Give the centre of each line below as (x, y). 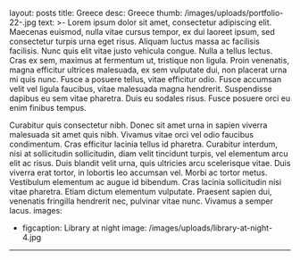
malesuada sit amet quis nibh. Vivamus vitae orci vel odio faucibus (132, 134)
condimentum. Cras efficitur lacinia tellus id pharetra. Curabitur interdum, (144, 144)
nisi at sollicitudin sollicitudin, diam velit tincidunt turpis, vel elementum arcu (149, 154)
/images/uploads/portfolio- (234, 13)
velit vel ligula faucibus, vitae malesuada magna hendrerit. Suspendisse (141, 89)
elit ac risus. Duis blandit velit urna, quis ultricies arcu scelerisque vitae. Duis (150, 163)
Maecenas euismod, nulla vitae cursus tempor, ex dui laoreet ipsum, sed (142, 32)
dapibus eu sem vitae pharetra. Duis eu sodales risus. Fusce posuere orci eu (150, 98)
